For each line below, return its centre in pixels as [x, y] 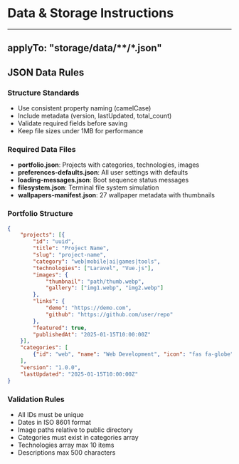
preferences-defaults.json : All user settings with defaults [103, 172]
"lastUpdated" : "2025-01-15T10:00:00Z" [79, 374]
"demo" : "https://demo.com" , [89, 308]
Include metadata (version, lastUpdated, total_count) [95, 116]
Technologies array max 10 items [66, 445]
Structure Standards [43, 93]
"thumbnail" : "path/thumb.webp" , [95, 282]
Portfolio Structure [40, 214]
